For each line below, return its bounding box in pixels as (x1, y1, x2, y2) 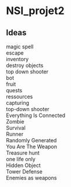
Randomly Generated (6, 137, 57, 143)
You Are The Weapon (6, 143, 57, 150)
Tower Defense (6, 168, 42, 175)
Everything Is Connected (6, 112, 66, 119)
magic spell (6, 43, 34, 50)
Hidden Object (6, 162, 41, 169)
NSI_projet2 (6, 4, 65, 18)
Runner (6, 131, 24, 138)
